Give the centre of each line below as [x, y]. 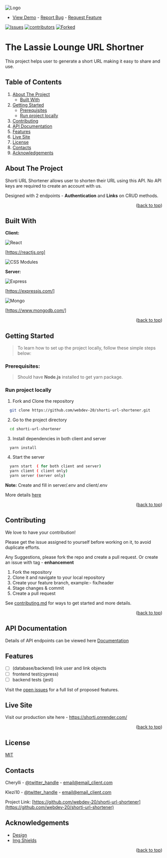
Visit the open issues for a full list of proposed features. [62, 689]
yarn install [23, 448]
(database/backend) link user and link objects [59, 668]
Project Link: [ [19, 802]
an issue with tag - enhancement [39, 562]
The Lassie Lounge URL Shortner [75, 47]
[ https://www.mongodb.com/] [36, 311]
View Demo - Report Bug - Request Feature [57, 17]
